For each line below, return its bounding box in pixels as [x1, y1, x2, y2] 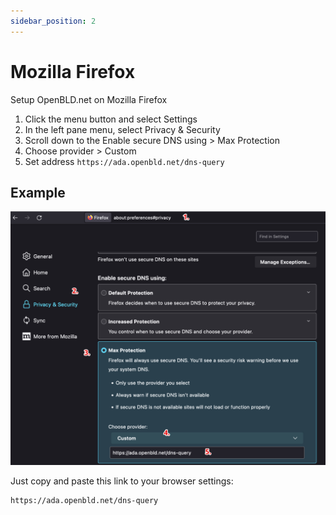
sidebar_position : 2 [10, 16, 97, 26]
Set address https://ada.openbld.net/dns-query [24, 155, 225, 167]
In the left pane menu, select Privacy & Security [24, 123, 221, 135]
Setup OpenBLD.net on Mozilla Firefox [10, 93, 168, 105]
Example [10, 184, 66, 201]
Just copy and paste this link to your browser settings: [10, 475, 234, 487]
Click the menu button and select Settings [24, 113, 198, 125]
